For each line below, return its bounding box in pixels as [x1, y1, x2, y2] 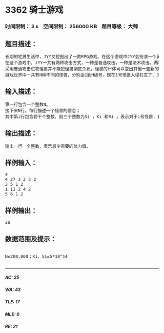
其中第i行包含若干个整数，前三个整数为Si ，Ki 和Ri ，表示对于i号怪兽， [5, 114, 158, 119]
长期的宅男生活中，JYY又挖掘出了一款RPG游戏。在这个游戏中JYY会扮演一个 [5, 54, 157, 59]
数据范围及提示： [5, 235, 57, 243]
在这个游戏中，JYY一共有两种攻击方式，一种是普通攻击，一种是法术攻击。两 [5, 59, 159, 65]
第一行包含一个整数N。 [5, 101, 51, 107]
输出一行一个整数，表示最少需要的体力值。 [5, 143, 91, 149]
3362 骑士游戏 [5, 4, 63, 16]
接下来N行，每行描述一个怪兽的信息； [5, 108, 81, 113]
